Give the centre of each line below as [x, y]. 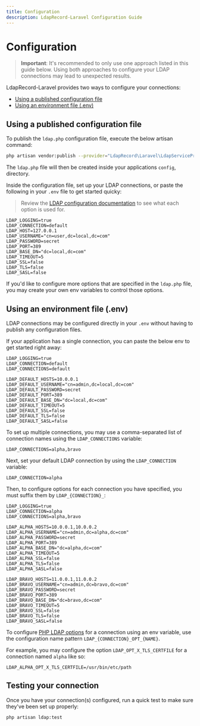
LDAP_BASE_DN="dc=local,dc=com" [46, 252]
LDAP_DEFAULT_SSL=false [36, 410]
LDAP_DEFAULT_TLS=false [36, 416]
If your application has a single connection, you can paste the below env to [98, 341]
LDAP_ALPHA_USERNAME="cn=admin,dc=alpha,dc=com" [68, 532]
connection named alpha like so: [46, 656]
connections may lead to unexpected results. [76, 76]
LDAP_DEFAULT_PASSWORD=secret [44, 390]
